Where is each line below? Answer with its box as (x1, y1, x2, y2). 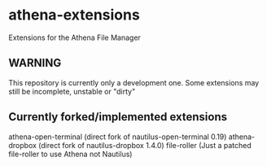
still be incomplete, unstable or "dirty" (8, 86, 136, 96)
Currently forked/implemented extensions (8, 110, 228, 124)
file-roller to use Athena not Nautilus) (8, 149, 133, 159)
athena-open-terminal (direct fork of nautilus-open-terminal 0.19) (8, 132, 227, 142)
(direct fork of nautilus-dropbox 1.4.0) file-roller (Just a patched (37, 140, 252, 150)
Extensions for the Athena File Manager (8, 33, 141, 42)
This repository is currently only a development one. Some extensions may (8, 77, 260, 87)
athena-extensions (8, 6, 140, 24)
